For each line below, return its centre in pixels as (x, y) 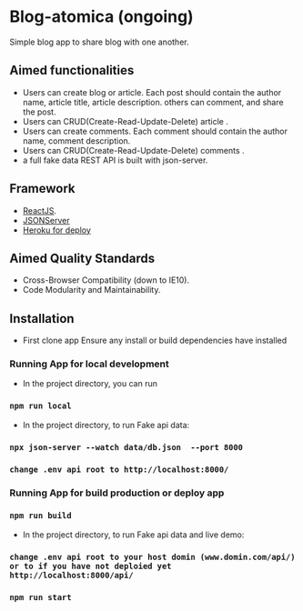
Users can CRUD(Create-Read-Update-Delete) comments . (133, 150)
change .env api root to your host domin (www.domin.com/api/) (152, 557)
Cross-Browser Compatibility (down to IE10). (106, 280)
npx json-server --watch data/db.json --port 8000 (126, 447)
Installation (42, 319)
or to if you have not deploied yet (91, 566)
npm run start (40, 597)
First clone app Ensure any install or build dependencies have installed (155, 341)
